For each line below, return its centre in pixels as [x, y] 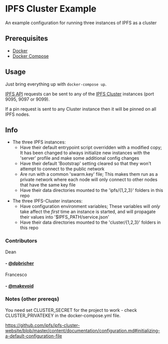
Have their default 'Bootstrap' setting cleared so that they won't [86, 164]
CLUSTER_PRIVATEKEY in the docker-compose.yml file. [63, 315]
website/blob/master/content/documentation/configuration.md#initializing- [83, 330]
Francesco [16, 274]
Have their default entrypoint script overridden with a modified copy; [91, 148]
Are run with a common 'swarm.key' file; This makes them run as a [89, 174]
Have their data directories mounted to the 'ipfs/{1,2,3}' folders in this [92, 190]
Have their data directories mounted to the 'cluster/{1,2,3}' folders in [90, 223]
